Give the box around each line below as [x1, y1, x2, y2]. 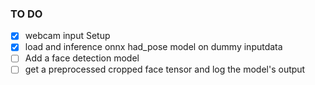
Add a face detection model [24, 52, 140, 64]
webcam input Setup [24, 30, 111, 42]
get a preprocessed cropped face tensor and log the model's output [24, 63, 306, 76]
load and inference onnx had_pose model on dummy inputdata [24, 41, 283, 53]
